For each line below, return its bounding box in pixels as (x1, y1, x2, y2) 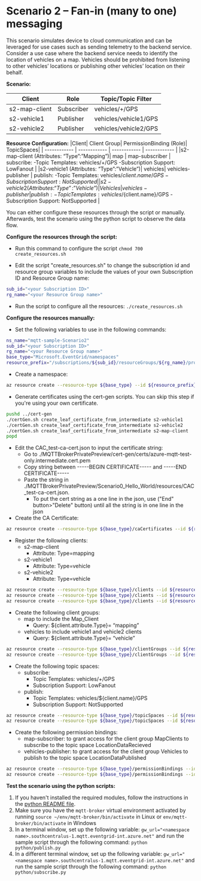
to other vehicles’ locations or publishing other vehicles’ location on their (6, 62, 185, 70)
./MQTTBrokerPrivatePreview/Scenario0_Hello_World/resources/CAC (23, 482, 194, 490)
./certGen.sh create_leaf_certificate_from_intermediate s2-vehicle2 (6, 422, 184, 428)
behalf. (6, 68, 23, 76)
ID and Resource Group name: (14, 274, 90, 282)
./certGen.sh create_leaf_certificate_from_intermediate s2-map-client (6, 428, 188, 434)
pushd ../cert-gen (6, 411, 52, 417)
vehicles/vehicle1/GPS (94, 114, 159, 123)
